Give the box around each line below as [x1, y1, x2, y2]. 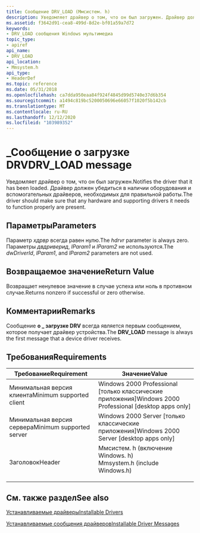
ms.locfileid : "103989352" [6, 120, 73, 126]
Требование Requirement [14, 370, 88, 378]
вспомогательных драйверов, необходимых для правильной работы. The [6, 191, 193, 198]
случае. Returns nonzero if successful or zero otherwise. [6, 289, 145, 296]
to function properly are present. [6, 204, 86, 211]
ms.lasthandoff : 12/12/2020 [6, 114, 76, 120]
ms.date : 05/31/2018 [6, 87, 58, 93]
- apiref [6, 42, 28, 48]
